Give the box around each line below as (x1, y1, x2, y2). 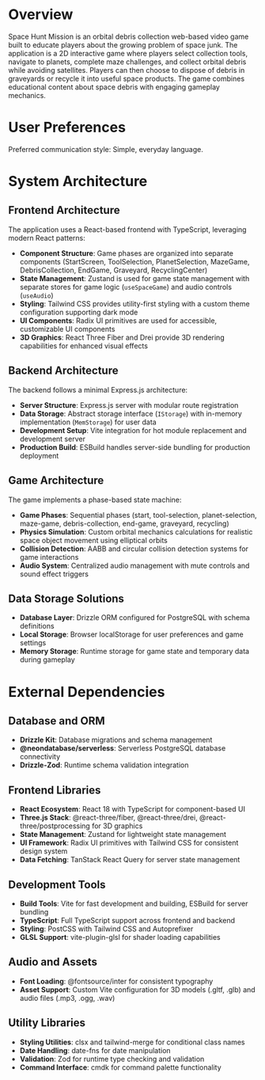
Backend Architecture (8, 364, 119, 378)
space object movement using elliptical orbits (19, 535, 168, 545)
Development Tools (8, 877, 106, 892)
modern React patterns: (8, 233, 85, 242)
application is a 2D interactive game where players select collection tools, (8, 48, 248, 58)
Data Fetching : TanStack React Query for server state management (19, 855, 240, 865)
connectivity (19, 752, 61, 762)
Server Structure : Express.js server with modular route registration (19, 400, 239, 409)
